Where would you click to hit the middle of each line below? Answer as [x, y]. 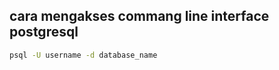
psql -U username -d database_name [83, 55]
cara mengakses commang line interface [139, 16]
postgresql [44, 32]
